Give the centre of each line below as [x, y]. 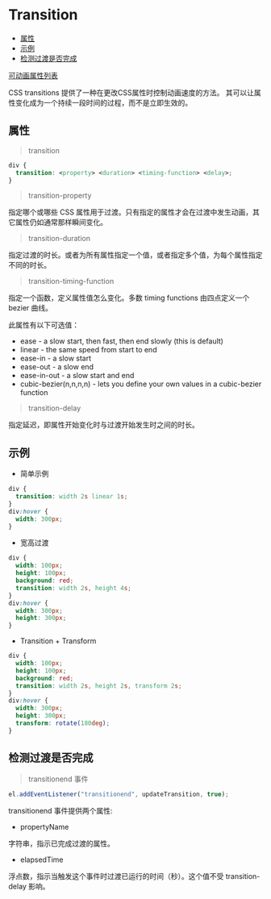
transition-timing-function [71, 281]
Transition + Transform [58, 641]
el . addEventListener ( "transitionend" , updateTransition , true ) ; [119, 794]
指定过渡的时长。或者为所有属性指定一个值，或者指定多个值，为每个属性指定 [135, 255]
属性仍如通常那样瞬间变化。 [61, 223]
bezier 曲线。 [31, 308]
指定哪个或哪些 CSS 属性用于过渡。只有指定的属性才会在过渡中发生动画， [131, 212]
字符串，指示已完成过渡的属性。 [61, 843]
